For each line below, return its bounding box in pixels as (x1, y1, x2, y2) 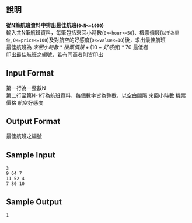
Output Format (6, 116, 61, 126)
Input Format (6, 68, 54, 78)
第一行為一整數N (6, 84, 46, 91)
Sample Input (6, 150, 55, 160)
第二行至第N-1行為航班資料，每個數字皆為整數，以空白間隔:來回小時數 (6, 92, 174, 99)
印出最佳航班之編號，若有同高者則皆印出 (6, 51, 103, 58)
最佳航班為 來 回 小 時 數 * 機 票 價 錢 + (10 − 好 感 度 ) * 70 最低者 (6, 43, 149, 50)
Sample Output (6, 197, 62, 207)
